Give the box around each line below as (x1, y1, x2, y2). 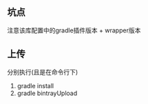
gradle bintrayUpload (17, 89, 78, 97)
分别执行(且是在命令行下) (7, 67, 78, 76)
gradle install (17, 81, 54, 90)
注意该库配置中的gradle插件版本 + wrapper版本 (7, 26, 141, 34)
